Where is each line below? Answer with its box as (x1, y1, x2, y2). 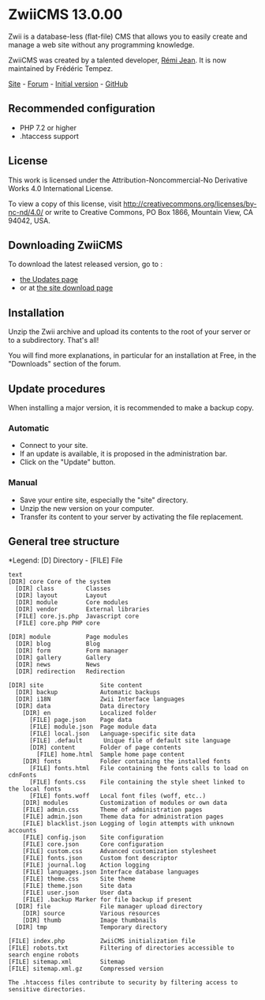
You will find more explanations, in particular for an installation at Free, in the (8, 351, 256, 360)
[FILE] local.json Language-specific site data (28, 730, 196, 738)
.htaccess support (19, 131, 79, 141)
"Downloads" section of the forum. (8, 359, 121, 369)
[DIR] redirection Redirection (15, 667, 125, 676)
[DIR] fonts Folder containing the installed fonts (22, 758, 231, 765)
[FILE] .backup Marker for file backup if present (22, 896, 192, 904)
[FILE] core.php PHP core (15, 619, 101, 627)
